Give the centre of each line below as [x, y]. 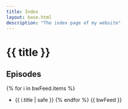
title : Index [22, 12]
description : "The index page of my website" [63, 23]
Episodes [24, 74]
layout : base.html [29, 17]
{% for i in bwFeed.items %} [41, 88]
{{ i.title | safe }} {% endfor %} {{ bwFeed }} [68, 100]
